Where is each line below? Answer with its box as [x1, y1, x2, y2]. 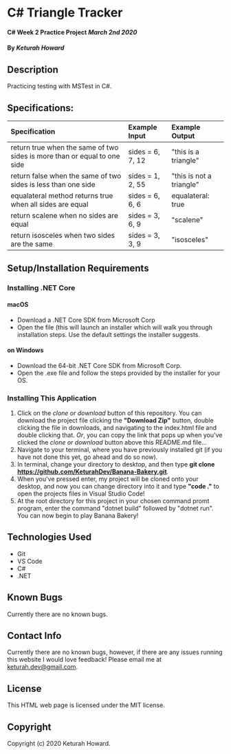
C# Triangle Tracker [7, 5, 123, 21]
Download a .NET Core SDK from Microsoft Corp [16, 316, 155, 324]
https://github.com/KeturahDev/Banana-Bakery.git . [16, 467, 169, 476]
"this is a [171, 147, 199, 156]
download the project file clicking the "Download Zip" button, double [16, 416, 214, 425]
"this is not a [171, 171, 212, 181]
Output [171, 131, 195, 141]
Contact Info [7, 630, 62, 642]
